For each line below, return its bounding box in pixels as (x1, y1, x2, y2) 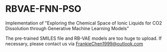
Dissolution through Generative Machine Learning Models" (5, 25, 129, 31)
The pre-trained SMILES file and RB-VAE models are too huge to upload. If (5, 35, 162, 41)
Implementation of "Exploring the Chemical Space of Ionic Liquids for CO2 (5, 20, 162, 26)
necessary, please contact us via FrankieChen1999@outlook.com (5, 40, 143, 46)
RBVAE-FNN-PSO (5, 3, 81, 15)
